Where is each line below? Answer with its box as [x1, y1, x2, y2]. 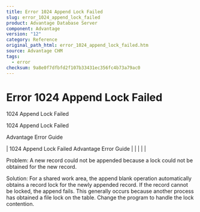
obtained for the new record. [6, 163, 77, 171]
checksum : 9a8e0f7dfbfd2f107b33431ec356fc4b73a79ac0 [6, 64, 141, 71]
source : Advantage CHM [6, 48, 63, 54]
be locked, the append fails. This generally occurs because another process [6, 187, 194, 195]
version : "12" [6, 31, 42, 37]
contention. [6, 201, 35, 208]
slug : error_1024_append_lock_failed [6, 14, 101, 20]
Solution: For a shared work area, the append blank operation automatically [6, 175, 192, 182]
